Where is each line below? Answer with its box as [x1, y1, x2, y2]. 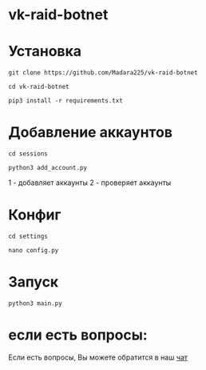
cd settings [8, 232, 48, 240]
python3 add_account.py [8, 164, 88, 172]
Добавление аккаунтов [8, 123, 173, 142]
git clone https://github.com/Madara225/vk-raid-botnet [8, 69, 198, 77]
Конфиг [8, 206, 61, 224]
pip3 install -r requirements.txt [8, 97, 124, 105]
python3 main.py [8, 299, 62, 308]
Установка [8, 42, 82, 61]
